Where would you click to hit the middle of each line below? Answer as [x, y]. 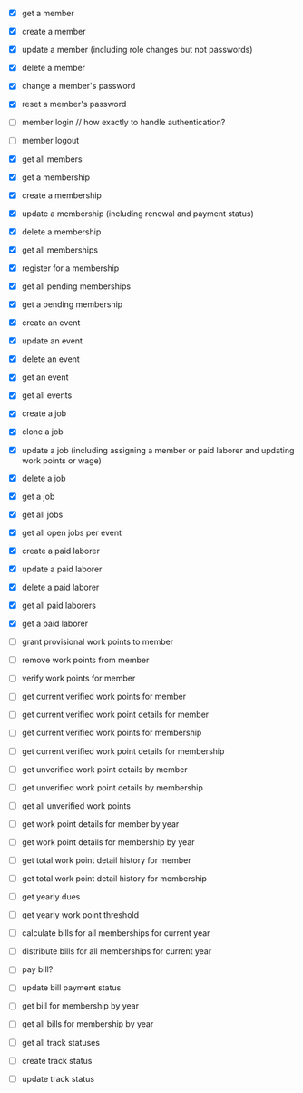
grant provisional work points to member [98, 642]
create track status [57, 1060]
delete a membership [61, 232]
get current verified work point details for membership [123, 751]
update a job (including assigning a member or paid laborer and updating [158, 450]
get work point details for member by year [100, 824]
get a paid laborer [55, 624]
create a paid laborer [61, 551]
